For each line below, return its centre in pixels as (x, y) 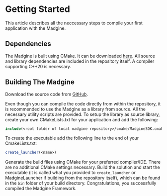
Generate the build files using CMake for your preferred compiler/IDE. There (83, 162)
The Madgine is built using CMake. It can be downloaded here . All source (80, 56)
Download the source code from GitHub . (47, 94)
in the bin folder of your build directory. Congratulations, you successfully (81, 183)
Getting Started (38, 9)
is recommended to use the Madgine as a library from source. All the (75, 109)
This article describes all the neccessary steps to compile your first (74, 23)
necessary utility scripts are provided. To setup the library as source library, (83, 114)
